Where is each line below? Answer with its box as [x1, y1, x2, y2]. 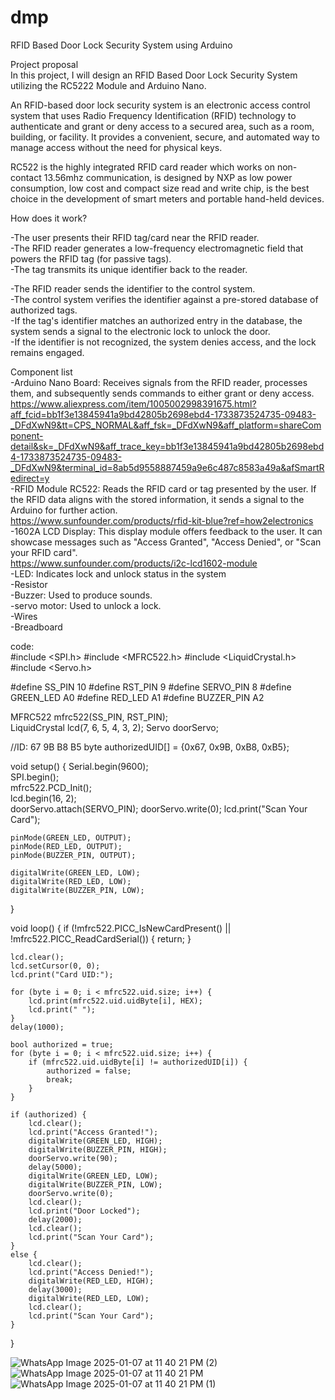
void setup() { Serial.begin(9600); [10, 760, 149, 772]
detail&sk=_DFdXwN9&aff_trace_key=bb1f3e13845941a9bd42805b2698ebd [10, 440, 325, 452]
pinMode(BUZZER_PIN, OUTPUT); [10, 850, 137, 860]
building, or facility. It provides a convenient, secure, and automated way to [10, 131, 320, 143]
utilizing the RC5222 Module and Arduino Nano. [10, 79, 207, 91]
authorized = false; [46, 1066, 132, 1076]
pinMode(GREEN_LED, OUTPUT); [10, 832, 132, 843]
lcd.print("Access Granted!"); [28, 1127, 159, 1137]
